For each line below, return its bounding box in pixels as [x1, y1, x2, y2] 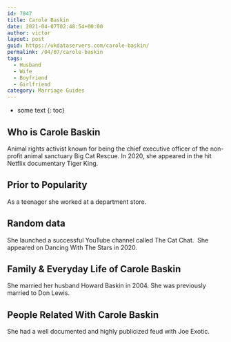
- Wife [13, 68, 32, 75]
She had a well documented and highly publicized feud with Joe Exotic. [7, 327, 210, 336]
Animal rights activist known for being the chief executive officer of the [7, 144, 209, 153]
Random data [7, 218, 66, 229]
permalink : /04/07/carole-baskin [7, 49, 103, 56]
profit [7, 151, 23, 160]
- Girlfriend [13, 81, 51, 88]
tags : [7, 55, 23, 62]
